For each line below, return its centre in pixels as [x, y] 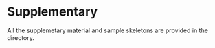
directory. [21, 37]
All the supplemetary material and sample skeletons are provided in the [107, 30]
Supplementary [53, 12]
